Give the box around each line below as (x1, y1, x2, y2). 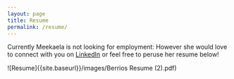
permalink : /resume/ (7, 23, 68, 30)
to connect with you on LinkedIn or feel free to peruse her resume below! (7, 50, 220, 59)
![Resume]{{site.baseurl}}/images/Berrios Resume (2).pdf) (7, 64, 178, 73)
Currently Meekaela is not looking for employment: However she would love (7, 43, 228, 51)
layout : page (7, 10, 46, 18)
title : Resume (7, 17, 49, 24)
